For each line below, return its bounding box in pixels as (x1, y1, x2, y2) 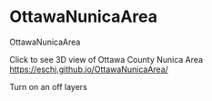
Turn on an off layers (9, 81, 88, 92)
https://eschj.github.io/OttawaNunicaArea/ (9, 64, 168, 75)
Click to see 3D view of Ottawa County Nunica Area (9, 54, 203, 65)
